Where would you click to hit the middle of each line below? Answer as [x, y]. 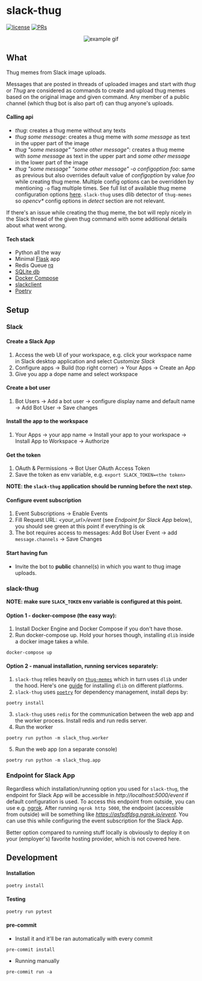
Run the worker [34, 727]
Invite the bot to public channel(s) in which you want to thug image [98, 566]
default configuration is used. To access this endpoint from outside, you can [101, 801]
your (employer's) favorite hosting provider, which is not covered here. [93, 839]
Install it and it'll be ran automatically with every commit [84, 938]
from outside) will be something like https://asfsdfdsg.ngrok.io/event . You [97, 814]
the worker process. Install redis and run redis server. [81, 721]
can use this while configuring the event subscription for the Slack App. [95, 821]
